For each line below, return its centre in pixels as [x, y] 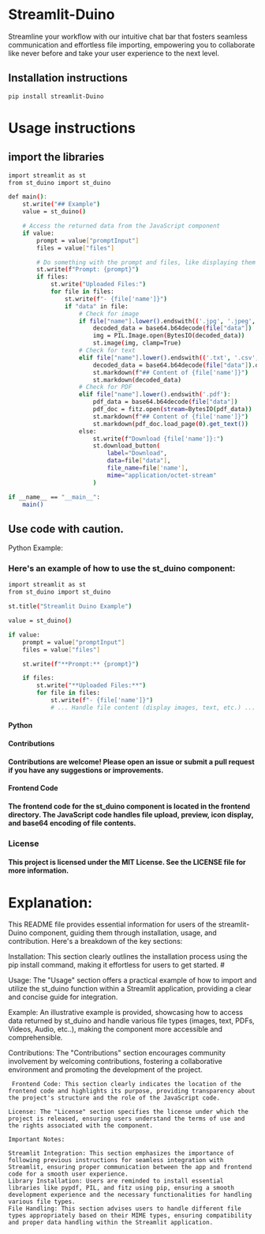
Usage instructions [72, 128]
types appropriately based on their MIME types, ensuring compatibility [130, 1216]
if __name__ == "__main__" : [54, 497]
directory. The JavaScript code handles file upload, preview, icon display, [131, 814]
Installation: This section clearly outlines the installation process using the [128, 957]
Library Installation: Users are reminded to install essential [116, 1181]
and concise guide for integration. [63, 997]
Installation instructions [68, 78]
